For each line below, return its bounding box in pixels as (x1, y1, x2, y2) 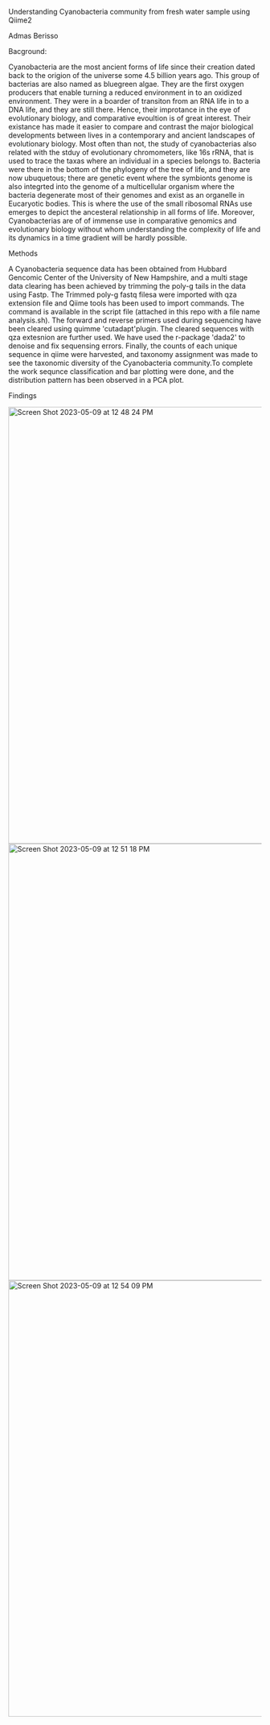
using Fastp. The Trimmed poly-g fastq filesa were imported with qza (8, 290, 237, 299)
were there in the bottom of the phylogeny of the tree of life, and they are (8, 165, 251, 174)
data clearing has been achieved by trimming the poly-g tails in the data (8, 281, 247, 290)
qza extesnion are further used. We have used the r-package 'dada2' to (8, 333, 246, 342)
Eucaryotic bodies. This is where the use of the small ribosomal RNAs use (8, 199, 253, 208)
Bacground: (8, 47, 47, 55)
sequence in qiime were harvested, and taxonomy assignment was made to (8, 350, 259, 359)
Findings (8, 391, 38, 400)
